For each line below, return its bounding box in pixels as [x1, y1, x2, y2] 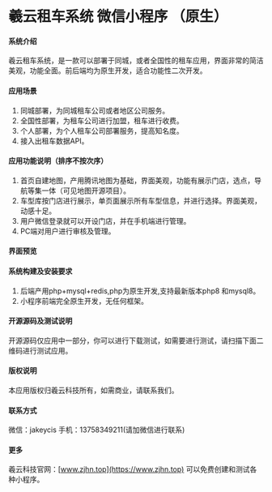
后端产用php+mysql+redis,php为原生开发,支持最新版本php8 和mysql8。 [19, 285, 261, 296]
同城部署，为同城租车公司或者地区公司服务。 [19, 105, 170, 115]
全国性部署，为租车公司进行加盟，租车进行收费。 [19, 115, 184, 126]
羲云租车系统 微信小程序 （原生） [8, 7, 228, 26]
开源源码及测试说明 [8, 316, 73, 326]
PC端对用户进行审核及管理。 [19, 226, 116, 236]
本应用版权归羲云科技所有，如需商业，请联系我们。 [8, 386, 179, 395]
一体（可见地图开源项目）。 [41, 186, 131, 195]
